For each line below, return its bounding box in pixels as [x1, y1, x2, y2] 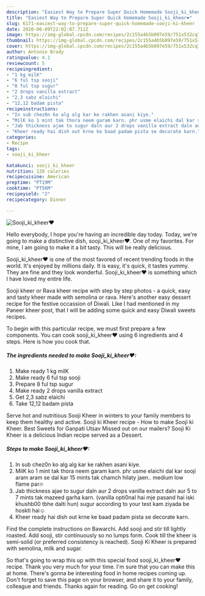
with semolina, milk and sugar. [6, 545, 82, 552]
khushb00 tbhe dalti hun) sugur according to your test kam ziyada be [15, 500, 190, 507]
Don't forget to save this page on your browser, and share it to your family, [6, 576, 193, 583]
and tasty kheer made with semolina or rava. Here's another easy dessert [6, 293, 191, 301]
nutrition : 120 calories [6, 168, 70, 175]
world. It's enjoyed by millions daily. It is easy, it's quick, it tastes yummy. [6, 262, 189, 270]
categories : [6, 134, 37, 141]
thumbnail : [6, 37, 34, 43]
